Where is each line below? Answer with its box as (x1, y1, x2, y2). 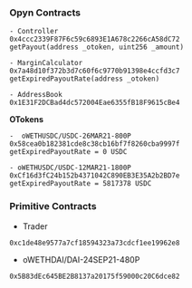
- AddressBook (9, 91, 63, 100)
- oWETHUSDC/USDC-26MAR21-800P (9, 131, 131, 141)
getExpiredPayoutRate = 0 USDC (9, 148, 128, 157)
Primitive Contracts (9, 200, 97, 213)
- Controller (9, 27, 59, 36)
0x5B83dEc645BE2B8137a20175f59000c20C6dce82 (9, 272, 180, 281)
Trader (22, 220, 48, 232)
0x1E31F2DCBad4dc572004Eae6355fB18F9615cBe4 (9, 98, 180, 108)
